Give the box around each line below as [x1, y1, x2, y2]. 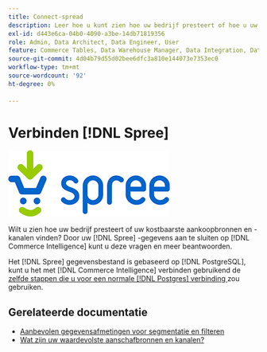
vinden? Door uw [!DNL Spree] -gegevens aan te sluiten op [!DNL [35, 233, 250, 243]
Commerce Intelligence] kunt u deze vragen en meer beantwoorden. [8, 241, 233, 251]
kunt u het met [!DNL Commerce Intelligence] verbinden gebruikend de [8, 265, 241, 275]
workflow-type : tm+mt [8, 64, 80, 72]
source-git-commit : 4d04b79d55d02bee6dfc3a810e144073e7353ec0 [8, 55, 219, 63]
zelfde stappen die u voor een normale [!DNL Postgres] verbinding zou [8, 274, 240, 284]
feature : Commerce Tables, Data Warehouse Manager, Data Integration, [8, 46, 247, 55]
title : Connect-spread [8, 13, 83, 21]
